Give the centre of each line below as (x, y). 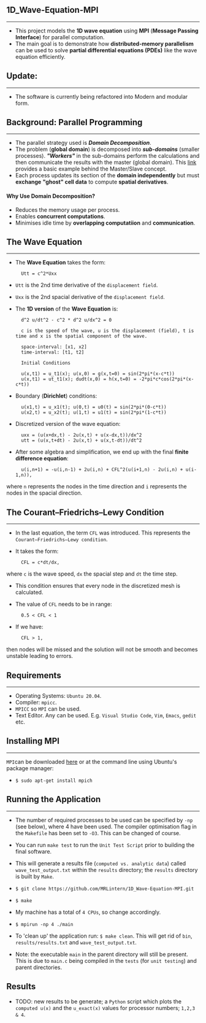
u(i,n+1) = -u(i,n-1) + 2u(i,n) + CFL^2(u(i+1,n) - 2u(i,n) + (102, 470)
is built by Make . (34, 876)
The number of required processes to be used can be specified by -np (104, 820)
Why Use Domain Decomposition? (51, 196)
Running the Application (54, 799)
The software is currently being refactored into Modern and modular (101, 96)
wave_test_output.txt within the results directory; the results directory (106, 870)
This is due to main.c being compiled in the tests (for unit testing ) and (106, 960)
